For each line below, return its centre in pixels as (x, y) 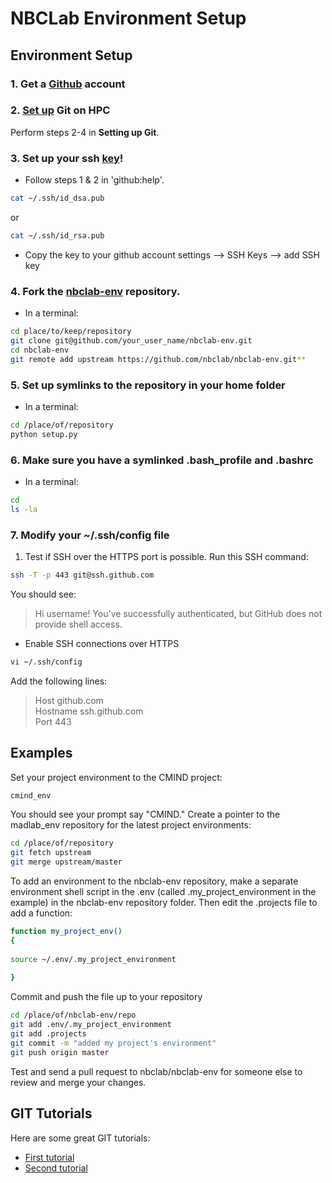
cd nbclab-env (40, 350)
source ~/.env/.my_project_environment (93, 959)
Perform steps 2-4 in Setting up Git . (85, 132)
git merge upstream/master (66, 862)
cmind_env (31, 795)
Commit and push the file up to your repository (106, 997)
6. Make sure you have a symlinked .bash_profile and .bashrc (162, 460)
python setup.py (44, 434)
